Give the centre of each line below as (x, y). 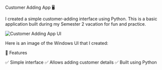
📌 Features (16, 53)
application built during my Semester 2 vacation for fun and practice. (76, 24)
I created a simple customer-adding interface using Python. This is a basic (81, 19)
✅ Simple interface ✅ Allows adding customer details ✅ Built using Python (81, 62)
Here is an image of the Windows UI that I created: (57, 43)
